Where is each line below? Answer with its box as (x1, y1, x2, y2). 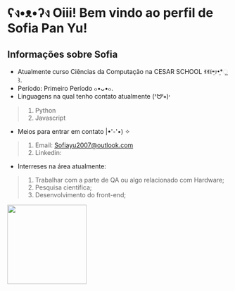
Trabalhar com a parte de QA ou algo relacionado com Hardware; (34, 176, 225, 184)
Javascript (34, 113, 66, 122)
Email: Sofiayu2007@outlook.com (34, 141, 134, 149)
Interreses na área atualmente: (17, 162, 107, 171)
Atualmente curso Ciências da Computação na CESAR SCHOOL (17, 68, 203, 75)
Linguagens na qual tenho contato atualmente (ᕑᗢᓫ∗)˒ (17, 92, 170, 100)
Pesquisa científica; (34, 183, 93, 192)
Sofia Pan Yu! (7, 20, 88, 37)
